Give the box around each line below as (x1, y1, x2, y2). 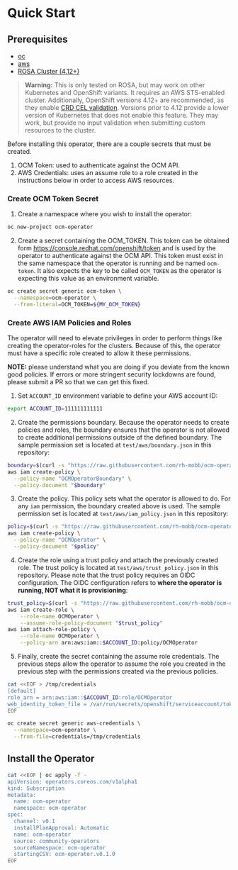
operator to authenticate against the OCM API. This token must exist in (17, 252, 224, 260)
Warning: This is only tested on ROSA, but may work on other (24, 81, 205, 89)
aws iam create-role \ (7, 606, 74, 613)
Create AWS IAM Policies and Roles (7, 318, 132, 328)
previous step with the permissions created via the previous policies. (17, 667, 218, 676)
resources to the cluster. (24, 126, 96, 134)
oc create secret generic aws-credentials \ (7, 720, 141, 727)
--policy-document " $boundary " (13, 481, 106, 489)
